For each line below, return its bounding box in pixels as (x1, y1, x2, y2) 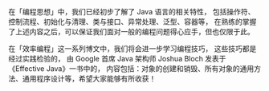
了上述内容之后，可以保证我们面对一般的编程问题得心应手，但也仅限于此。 (8, 27, 255, 36)
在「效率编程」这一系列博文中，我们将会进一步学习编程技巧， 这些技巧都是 (8, 44, 257, 53)
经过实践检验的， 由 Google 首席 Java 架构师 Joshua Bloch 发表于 (8, 54, 226, 63)
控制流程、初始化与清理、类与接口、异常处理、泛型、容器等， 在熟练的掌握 (8, 17, 257, 26)
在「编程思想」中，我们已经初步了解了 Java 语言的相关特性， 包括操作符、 (8, 7, 255, 16)
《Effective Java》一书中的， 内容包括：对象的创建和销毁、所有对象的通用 (8, 64, 255, 73)
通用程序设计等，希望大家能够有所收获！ (22, 74, 157, 83)
